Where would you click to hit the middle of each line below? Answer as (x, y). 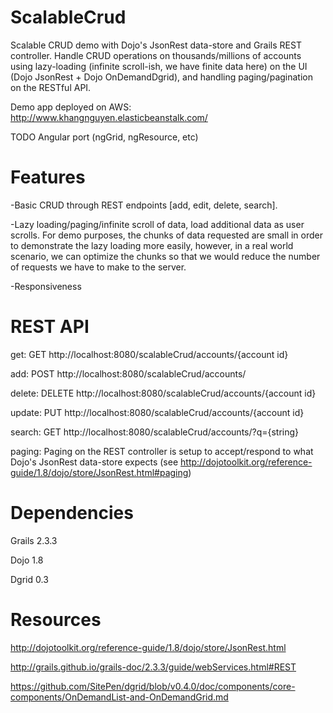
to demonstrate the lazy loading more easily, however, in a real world (152, 245)
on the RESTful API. (51, 87)
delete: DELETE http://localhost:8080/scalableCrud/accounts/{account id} (163, 393)
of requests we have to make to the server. (98, 267)
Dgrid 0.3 (29, 579)
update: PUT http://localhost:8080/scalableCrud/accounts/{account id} (157, 412)
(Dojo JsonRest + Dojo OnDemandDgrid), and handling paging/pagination (161, 77)
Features (48, 177)
